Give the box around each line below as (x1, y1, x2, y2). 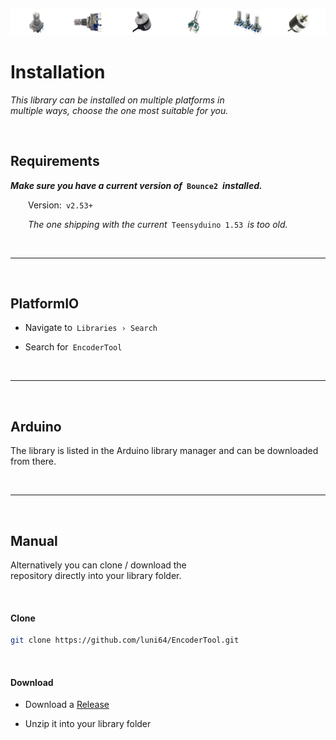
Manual (10, 532, 58, 549)
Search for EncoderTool (24, 341, 123, 353)
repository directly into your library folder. (10, 570, 182, 582)
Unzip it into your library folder (24, 718, 152, 730)
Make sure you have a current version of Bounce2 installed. (10, 179, 263, 191)
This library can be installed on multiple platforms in (10, 94, 225, 106)
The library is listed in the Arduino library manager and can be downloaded (10, 445, 319, 457)
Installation (10, 61, 106, 84)
